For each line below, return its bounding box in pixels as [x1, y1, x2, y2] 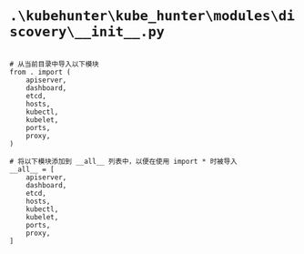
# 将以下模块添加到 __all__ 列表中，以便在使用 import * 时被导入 [9, 157, 238, 166]
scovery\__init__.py [9, 24, 166, 41]
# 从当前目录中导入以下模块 [9, 59, 100, 68]
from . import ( [9, 67, 71, 76]
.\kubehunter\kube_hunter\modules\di [9, 7, 296, 25]
